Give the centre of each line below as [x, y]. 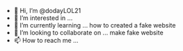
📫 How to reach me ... [46, 40]
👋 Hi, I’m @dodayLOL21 [47, 11]
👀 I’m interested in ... [43, 18]
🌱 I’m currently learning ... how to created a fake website [95, 25]
